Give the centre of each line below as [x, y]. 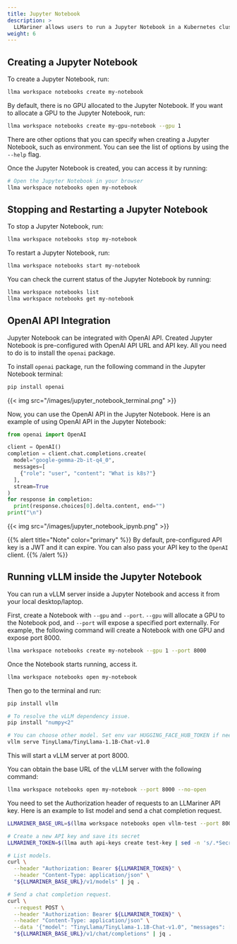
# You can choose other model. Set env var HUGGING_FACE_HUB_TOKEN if [113, 736]
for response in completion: [50, 500]
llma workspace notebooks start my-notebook [74, 266]
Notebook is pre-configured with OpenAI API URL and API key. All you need [117, 345]
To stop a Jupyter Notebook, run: [55, 226]
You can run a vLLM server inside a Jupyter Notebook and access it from [114, 594]
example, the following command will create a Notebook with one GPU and [116, 630]
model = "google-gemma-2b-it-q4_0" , [64, 460]
